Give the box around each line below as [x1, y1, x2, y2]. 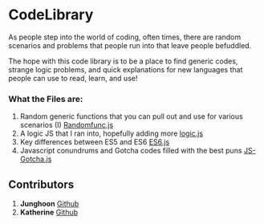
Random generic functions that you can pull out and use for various [19, 112, 243, 121]
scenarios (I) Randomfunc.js [19, 120, 114, 130]
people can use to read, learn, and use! [8, 73, 138, 83]
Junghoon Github [19, 199, 79, 209]
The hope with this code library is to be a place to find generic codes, [8, 56, 238, 66]
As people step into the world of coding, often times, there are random [8, 32, 242, 42]
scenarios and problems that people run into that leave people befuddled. [8, 40, 252, 50]
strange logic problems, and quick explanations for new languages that [8, 64, 243, 74]
